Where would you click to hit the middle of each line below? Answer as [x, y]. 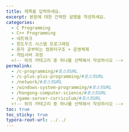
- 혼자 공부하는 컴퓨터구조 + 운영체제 [50, 50]
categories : [20, 22]
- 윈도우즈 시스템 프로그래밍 [40, 44]
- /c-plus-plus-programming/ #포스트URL [58, 77]
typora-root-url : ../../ [36, 120]
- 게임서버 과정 [27, 55]
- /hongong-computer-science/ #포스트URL [59, 93]
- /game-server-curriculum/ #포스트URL [56, 98]
